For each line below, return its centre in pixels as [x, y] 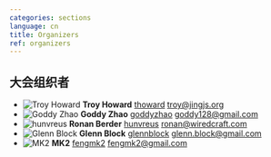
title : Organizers [44, 34]
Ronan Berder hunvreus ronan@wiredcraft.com [158, 124]
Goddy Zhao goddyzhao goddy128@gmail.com [170, 114]
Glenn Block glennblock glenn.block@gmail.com [170, 133]
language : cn [34, 26]
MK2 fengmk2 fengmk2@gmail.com [120, 143]
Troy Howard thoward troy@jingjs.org [153, 104]
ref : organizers [40, 43]
